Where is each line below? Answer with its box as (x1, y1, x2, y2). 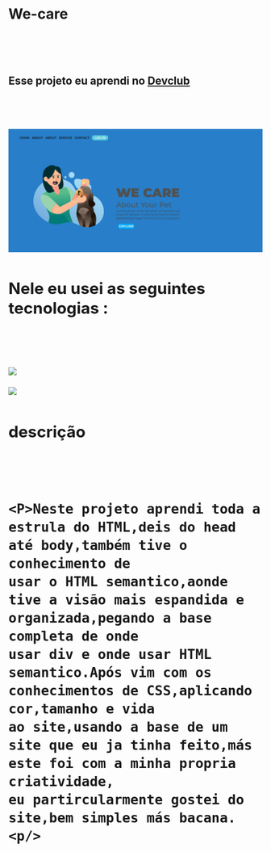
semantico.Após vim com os (8, 664, 212, 681)
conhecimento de (8, 555, 131, 572)
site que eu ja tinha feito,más (8, 737, 252, 753)
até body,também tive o (8, 537, 188, 554)
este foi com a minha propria (8, 755, 236, 772)
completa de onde (8, 627, 139, 644)
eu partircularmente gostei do (8, 791, 244, 808)
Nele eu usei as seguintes (8, 278, 206, 299)
